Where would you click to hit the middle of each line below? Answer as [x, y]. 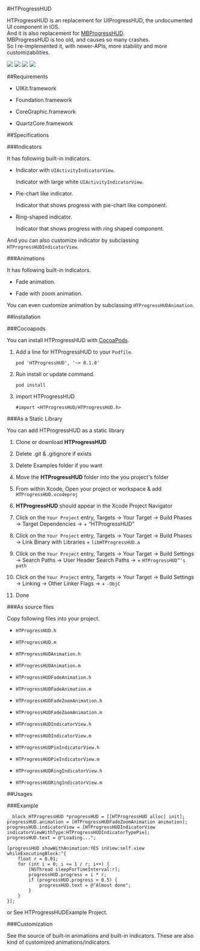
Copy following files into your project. [53, 619]
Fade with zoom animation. [49, 293]
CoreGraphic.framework [45, 112]
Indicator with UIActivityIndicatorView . [65, 170]
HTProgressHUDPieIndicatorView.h [58, 748]
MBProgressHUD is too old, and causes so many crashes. [78, 40]
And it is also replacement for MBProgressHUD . [66, 33]
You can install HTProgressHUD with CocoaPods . [68, 340]
